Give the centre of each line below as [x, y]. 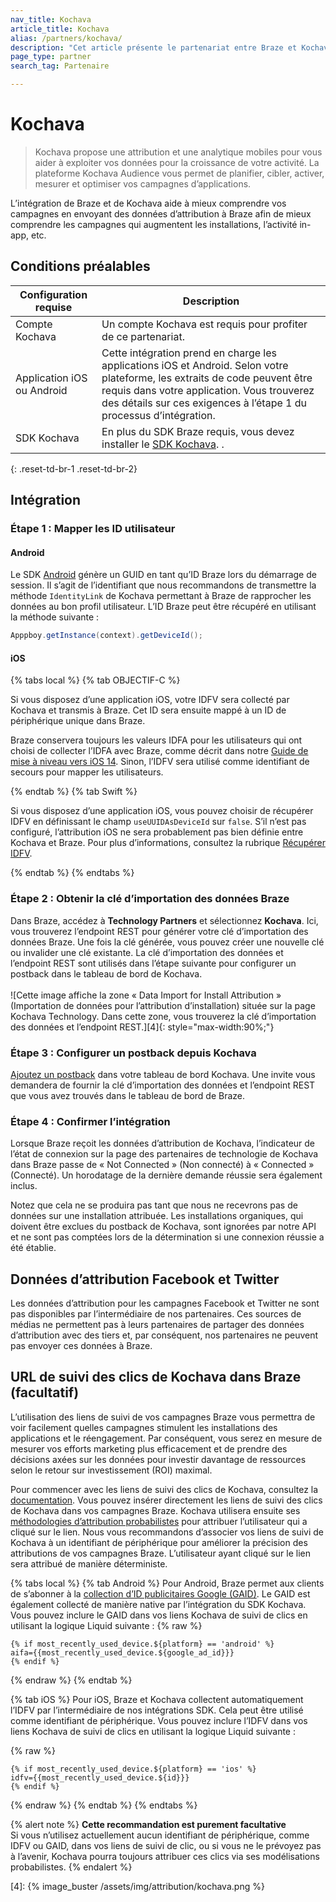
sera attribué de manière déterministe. [89, 1563]
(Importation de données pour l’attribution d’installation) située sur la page [163, 1005]
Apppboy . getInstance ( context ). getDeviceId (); [106, 636]
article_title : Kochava [60, 29]
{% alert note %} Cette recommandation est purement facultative [148, 1824]
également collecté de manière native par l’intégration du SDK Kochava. [158, 1604]
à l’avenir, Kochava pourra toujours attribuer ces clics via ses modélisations [165, 1856]
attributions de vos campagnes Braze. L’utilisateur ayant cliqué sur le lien [161, 1553]
